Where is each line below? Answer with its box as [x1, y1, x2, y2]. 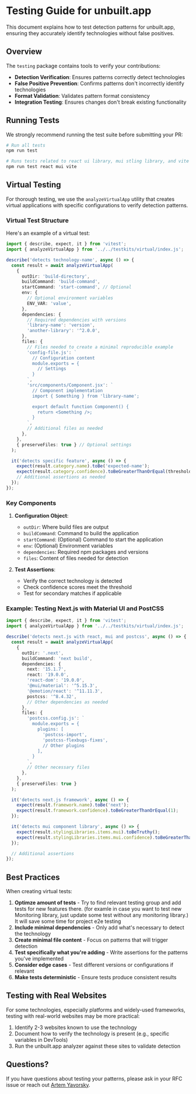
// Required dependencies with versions [27, 317, 127, 323]
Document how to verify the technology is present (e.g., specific [14, 1030, 170, 1037]
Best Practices [6, 872, 60, 882]
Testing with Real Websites [6, 991, 107, 1001]
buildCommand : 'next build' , [21, 655, 93, 661]
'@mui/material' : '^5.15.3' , [27, 683, 98, 689]
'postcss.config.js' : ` [27, 716, 85, 722]
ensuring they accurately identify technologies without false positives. [6, 29, 175, 36]
